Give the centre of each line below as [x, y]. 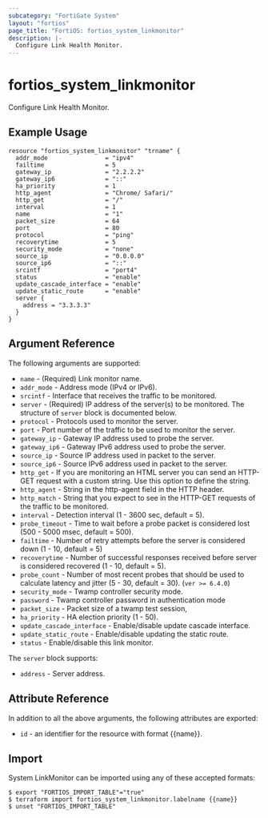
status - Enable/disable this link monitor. [86, 643]
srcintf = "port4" [76, 270]
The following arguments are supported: [75, 363]
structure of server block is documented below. [98, 413]
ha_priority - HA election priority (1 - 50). [89, 617]
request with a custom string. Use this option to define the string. [143, 481]
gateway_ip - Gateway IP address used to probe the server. [117, 438]
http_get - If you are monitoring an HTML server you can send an [128, 472]
